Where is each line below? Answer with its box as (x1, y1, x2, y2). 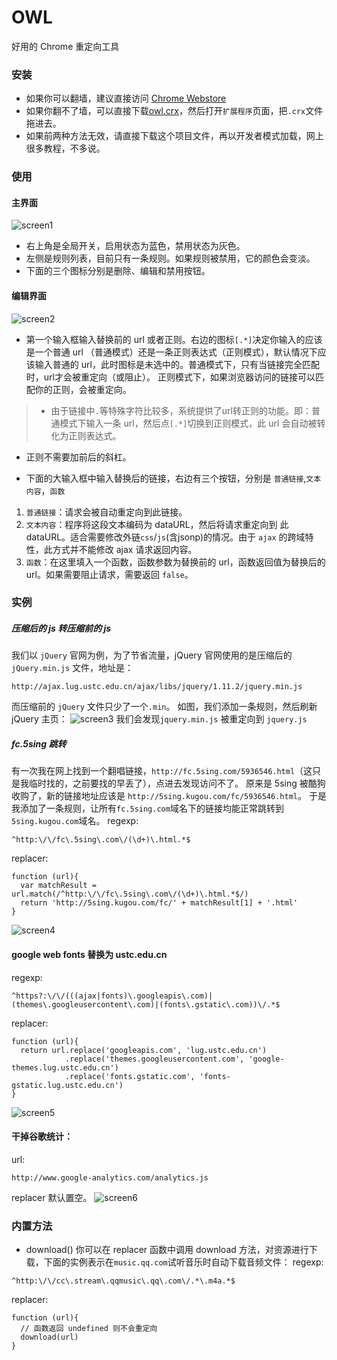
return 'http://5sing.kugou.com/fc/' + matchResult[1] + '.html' (20, 898, 299, 908)
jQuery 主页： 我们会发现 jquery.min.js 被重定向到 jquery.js (11, 713, 308, 725)
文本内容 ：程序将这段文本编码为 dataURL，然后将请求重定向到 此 (25, 518, 289, 530)
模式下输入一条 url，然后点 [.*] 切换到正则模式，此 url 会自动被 (59, 417, 318, 429)
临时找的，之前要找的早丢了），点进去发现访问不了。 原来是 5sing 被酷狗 (28, 777, 326, 790)
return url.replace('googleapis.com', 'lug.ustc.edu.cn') (20, 1045, 268, 1055)
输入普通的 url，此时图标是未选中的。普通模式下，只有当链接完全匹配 (34, 358, 320, 370)
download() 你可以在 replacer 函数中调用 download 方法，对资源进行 (25, 1244, 309, 1256)
